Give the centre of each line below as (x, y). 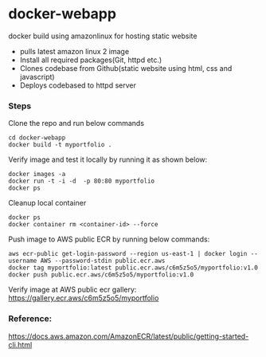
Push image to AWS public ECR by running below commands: (109, 239)
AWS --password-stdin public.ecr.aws (103, 261)
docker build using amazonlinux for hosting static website (103, 36)
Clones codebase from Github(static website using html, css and (126, 68)
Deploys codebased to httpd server (78, 85)
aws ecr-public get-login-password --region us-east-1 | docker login (128, 254)
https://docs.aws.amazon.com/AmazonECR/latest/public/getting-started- (129, 336)
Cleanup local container (47, 203)
